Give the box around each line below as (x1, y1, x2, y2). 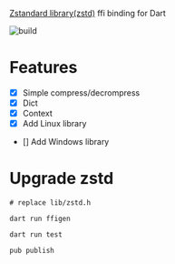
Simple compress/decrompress (22, 86, 141, 98)
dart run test (9, 230, 63, 239)
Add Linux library (22, 118, 87, 129)
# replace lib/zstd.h (9, 198, 92, 208)
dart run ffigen (9, 214, 71, 224)
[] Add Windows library (22, 137, 110, 147)
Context (22, 108, 53, 119)
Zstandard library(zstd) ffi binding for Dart (9, 8, 166, 18)
